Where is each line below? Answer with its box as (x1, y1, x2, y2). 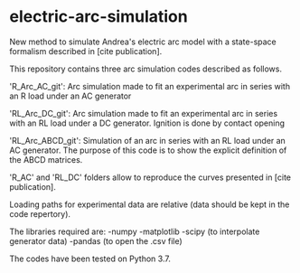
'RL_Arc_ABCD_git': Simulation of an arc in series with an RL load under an (9, 135, 286, 146)
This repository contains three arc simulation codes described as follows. (9, 63, 283, 74)
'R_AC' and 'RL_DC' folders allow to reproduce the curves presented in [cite (9, 172, 292, 183)
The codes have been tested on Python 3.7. (9, 253, 172, 264)
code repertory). (9, 208, 70, 219)
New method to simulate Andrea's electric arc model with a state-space (9, 36, 277, 47)
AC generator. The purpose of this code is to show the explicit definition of (9, 145, 287, 155)
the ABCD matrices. (9, 154, 83, 165)
